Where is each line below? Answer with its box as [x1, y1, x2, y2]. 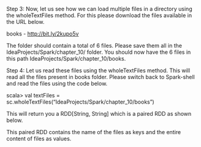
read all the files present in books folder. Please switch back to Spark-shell [6, 73, 195, 80]
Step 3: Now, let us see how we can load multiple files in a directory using [6, 6, 192, 12]
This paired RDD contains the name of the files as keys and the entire [6, 129, 181, 135]
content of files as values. [6, 135, 72, 142]
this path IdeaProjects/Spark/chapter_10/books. [6, 55, 126, 62]
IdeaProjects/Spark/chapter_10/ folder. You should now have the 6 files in [6, 48, 191, 56]
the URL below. [6, 18, 45, 25]
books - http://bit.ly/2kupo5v [6, 30, 79, 37]
